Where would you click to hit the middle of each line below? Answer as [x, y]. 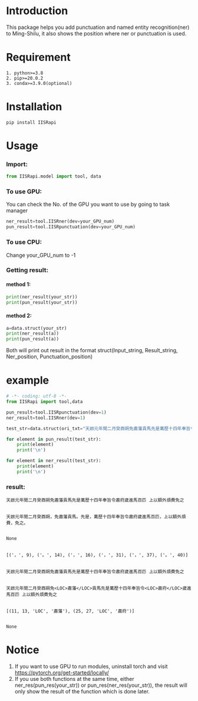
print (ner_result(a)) [33, 334]
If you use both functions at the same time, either [74, 679]
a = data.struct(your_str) [37, 328]
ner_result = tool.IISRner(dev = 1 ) [46, 418]
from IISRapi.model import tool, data [54, 176]
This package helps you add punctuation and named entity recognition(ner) [98, 27]
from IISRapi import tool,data [44, 402]
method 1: [19, 284]
